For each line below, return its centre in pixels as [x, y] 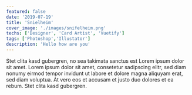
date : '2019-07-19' [30, 17]
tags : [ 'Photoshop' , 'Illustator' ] [48, 39]
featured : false [26, 11]
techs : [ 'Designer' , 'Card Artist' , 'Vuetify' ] [65, 33]
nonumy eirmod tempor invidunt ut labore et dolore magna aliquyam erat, [95, 73]
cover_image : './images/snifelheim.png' [56, 28]
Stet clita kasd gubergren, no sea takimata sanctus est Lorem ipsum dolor [95, 61]
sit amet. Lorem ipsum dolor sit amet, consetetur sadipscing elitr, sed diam [96, 67]
